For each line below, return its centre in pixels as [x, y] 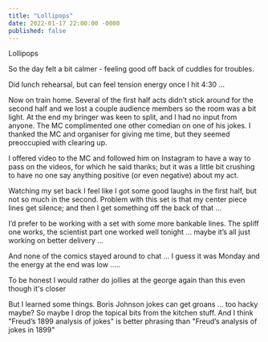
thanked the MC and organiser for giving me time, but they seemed [119, 134]
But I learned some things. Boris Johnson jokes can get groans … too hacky [133, 304]
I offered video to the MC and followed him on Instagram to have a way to [130, 158]
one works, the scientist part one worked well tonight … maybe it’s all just [130, 232]
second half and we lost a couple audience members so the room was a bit [132, 108]
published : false [37, 31]
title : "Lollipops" [41, 16]
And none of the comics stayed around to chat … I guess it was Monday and [134, 256]
